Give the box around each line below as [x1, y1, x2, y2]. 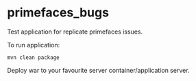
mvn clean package [7, 54, 60, 61]
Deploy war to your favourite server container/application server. [7, 66, 190, 74]
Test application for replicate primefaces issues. [7, 27, 143, 36]
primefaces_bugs [7, 5, 110, 21]
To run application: [7, 40, 60, 49]
